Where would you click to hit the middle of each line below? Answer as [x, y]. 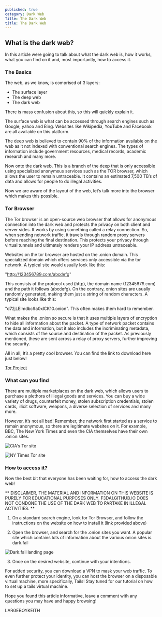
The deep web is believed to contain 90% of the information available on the [81, 141]
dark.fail [20, 543]
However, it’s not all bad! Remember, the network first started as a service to [81, 421]
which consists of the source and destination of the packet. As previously [78, 333]
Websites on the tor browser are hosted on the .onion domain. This [72, 254]
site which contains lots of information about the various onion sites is [81, 538]
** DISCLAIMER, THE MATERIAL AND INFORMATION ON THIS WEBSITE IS [79, 493]
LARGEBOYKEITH [22, 611]
